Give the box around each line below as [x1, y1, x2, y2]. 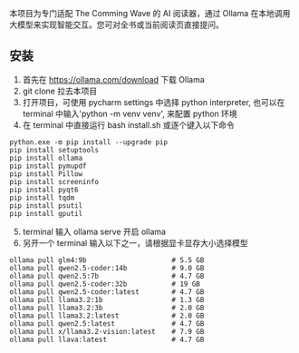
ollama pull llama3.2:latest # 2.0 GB [9, 311, 205, 320]
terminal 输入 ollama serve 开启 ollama [22, 226, 166, 237]
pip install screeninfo [9, 177, 100, 186]
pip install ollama [9, 153, 83, 162]
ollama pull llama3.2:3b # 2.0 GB [9, 303, 205, 312]
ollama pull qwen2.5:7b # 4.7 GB [9, 271, 205, 280]
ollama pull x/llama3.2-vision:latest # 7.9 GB [9, 327, 205, 336]
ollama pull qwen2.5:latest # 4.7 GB [9, 319, 205, 328]
